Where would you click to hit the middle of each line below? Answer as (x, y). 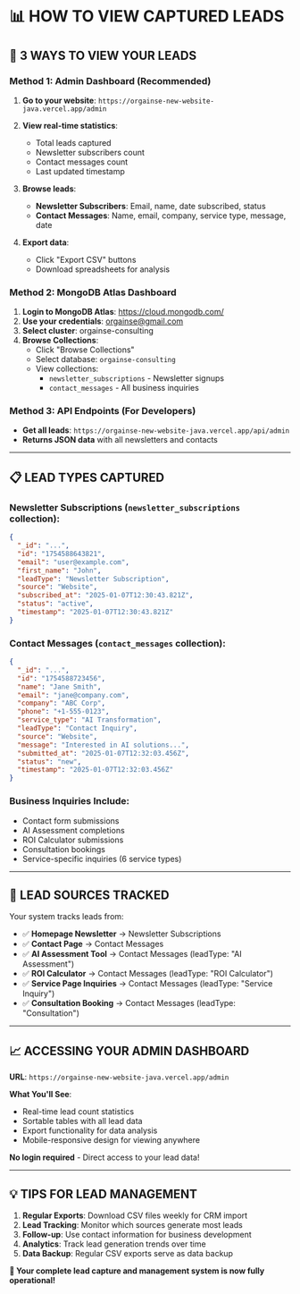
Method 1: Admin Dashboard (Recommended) (110, 80)
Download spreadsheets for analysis (103, 269)
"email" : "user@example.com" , (73, 562)
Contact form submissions (71, 820)
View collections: (67, 369)
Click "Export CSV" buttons (86, 259)
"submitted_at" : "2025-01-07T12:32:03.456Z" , (104, 753)
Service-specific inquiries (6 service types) (102, 858)
